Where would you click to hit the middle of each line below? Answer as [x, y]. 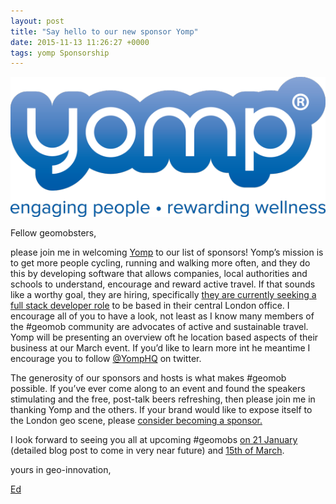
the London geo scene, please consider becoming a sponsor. [136, 421]
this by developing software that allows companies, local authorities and [159, 274]
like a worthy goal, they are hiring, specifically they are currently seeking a [163, 295]
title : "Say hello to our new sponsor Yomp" [104, 31]
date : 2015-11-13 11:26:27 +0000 [80, 42]
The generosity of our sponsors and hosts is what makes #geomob [148, 378]
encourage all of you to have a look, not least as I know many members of [162, 316]
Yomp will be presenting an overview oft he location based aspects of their [164, 337]
